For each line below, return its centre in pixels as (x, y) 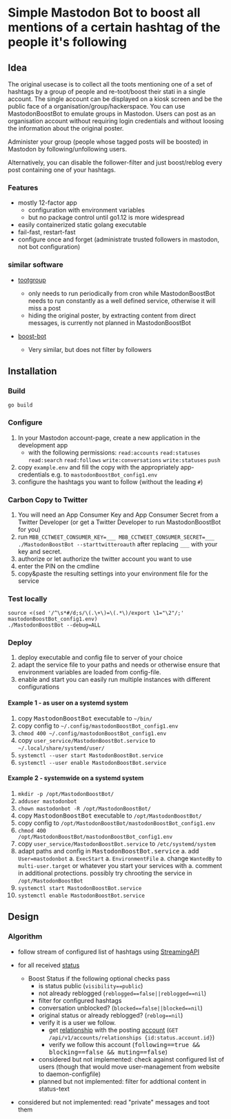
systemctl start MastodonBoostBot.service (80, 888)
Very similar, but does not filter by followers (90, 349)
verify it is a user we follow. (77, 1022)
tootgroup (32, 280)
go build (20, 405)
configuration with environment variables (87, 210)
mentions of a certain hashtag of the (114, 27)
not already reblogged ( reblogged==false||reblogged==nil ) (122, 993)
